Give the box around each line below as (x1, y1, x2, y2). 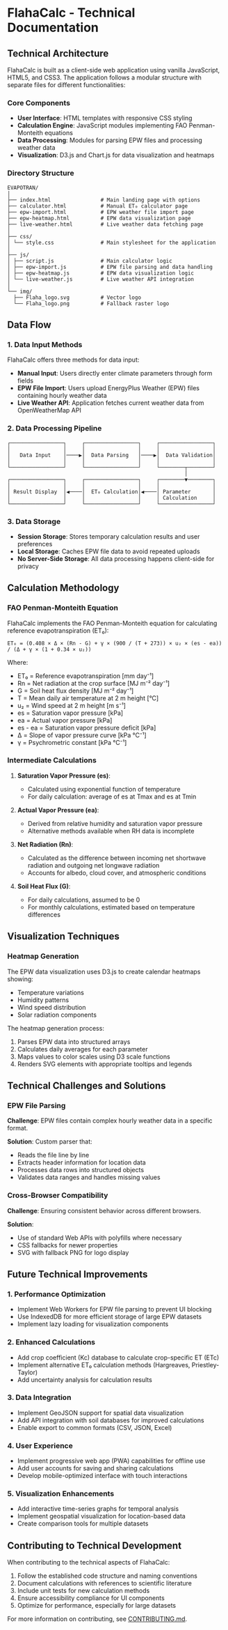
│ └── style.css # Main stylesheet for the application (7, 239, 216, 246)
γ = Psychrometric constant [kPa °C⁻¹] (17, 738, 127, 746)
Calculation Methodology (7, 582, 120, 594)
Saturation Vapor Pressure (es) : (17, 771, 111, 780)
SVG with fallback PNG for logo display (17, 1248, 129, 1256)
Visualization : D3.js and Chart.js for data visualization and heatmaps (17, 151, 215, 160)
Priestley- (191, 1360, 220, 1369)
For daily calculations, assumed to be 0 (27, 895, 140, 904)
